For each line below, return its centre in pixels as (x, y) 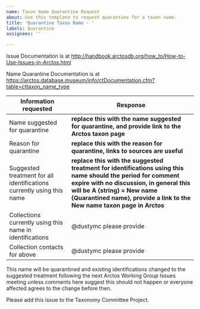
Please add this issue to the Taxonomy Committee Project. (78, 300)
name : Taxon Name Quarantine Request (53, 12)
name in (20, 230)
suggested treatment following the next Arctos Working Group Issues (91, 276)
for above (23, 255)
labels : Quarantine (30, 28)
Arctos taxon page (98, 134)
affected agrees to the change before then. (59, 288)
